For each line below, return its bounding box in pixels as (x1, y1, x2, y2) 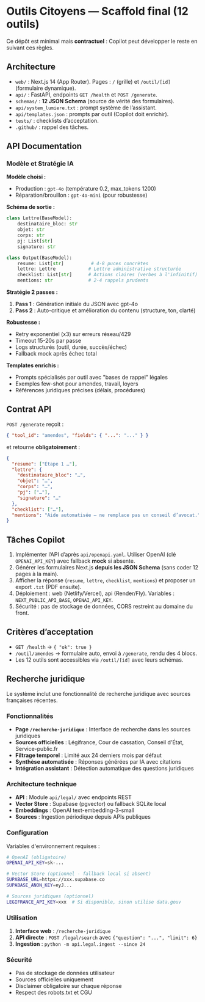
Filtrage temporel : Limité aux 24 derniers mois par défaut (15, 751, 162, 759)
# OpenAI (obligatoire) (6, 854, 67, 860)
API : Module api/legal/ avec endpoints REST (15, 794, 132, 801)
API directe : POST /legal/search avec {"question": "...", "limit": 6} (15, 934, 198, 941)
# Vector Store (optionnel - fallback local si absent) (6, 871, 151, 877)
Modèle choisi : (6, 173, 46, 181)
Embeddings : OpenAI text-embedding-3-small (15, 806, 135, 814)
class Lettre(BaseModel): (6, 215, 72, 221)
